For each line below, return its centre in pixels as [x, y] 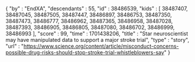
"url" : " [15, 46]
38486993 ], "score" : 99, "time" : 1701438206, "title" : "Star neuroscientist [97, 34]
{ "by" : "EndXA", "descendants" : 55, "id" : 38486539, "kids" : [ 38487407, [97, 9]
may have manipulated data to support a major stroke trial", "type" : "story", [97, 40]
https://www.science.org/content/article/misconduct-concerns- [101, 46]
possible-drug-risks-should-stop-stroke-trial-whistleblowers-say [85, 52]
